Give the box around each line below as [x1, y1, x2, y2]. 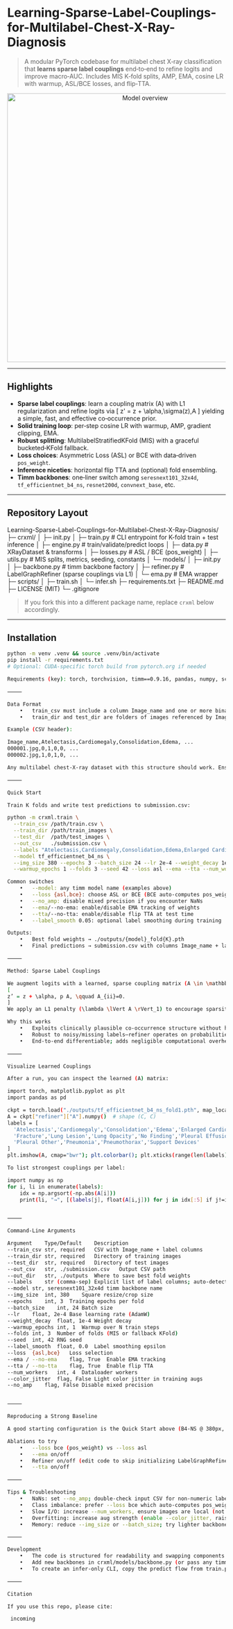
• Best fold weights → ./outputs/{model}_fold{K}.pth [19, 936, 185, 943]
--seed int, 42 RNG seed [7, 1337, 82, 1344]
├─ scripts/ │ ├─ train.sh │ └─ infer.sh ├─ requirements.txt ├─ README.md [7, 577, 224, 586]
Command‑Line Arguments [7, 1227, 76, 1234]
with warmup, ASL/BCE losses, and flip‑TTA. [24, 79, 151, 87]
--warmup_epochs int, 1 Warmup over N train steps [7, 1324, 159, 1331]
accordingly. [24, 605, 60, 613]
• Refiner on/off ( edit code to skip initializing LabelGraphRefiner [19, 1457, 231, 1465]
